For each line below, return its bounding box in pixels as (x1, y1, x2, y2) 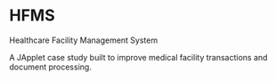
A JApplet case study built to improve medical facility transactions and (9, 52, 268, 62)
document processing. (9, 61, 92, 72)
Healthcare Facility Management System (9, 35, 158, 45)
